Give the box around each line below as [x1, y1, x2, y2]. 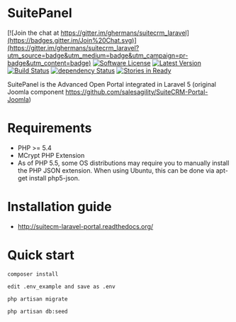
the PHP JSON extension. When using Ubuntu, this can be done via [17, 166, 215, 175]
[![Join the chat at [7, 28, 60, 37]
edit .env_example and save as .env [7, 283, 116, 290]
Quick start [7, 247, 74, 263]
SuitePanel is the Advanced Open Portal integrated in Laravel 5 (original [7, 80, 217, 88]
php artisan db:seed [7, 308, 69, 315]
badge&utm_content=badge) [7, 58, 91, 67]
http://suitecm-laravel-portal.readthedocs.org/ [17, 222, 154, 230]
